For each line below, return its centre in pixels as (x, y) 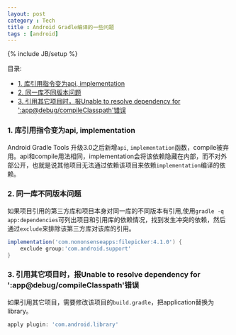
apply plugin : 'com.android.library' (63, 324)
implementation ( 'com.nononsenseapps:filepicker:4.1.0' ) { (95, 242)
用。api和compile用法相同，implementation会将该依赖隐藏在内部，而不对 (114, 156)
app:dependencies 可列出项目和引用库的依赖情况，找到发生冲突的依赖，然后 (117, 219)
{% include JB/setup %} (43, 54)
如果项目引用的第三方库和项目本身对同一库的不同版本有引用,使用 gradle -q (116, 211)
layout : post (27, 14)
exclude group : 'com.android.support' (76, 248)
